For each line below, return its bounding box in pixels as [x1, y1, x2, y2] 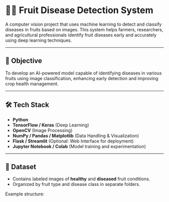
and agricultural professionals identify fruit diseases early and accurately [5, 32, 157, 38]
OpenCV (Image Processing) [12, 127, 73, 133]
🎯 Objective [5, 56, 42, 65]
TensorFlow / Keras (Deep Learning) [12, 122, 90, 128]
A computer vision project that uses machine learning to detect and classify [5, 21, 162, 27]
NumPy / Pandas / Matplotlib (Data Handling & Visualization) [12, 132, 139, 139]
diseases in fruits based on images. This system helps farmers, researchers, [5, 26, 163, 32]
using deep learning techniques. [5, 37, 72, 43]
